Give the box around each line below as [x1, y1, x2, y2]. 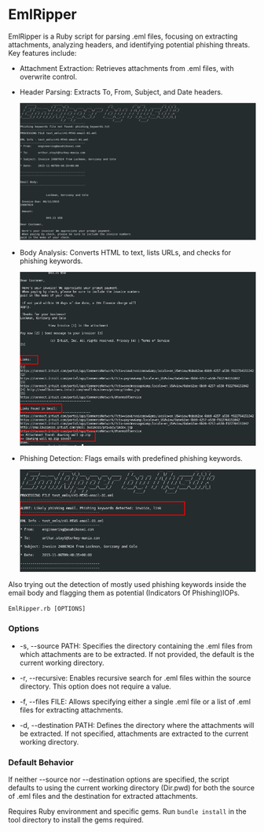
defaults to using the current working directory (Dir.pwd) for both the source [8, 782, 255, 793]
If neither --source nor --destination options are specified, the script [8, 774, 229, 784]
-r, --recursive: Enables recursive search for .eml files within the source [19, 673, 251, 682]
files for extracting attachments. [19, 705, 123, 715]
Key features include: [8, 48, 77, 58]
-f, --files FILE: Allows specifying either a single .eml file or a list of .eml [19, 696, 251, 706]
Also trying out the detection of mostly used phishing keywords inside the [8, 580, 247, 589]
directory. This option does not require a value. [19, 682, 171, 691]
